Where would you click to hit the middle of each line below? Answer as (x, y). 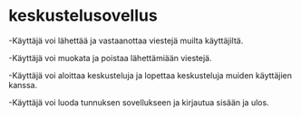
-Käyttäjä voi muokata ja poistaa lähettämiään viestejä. (110, 58)
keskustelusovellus (83, 16)
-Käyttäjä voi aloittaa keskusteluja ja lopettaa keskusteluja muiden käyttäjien (150, 75)
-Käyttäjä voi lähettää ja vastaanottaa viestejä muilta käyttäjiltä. (126, 40)
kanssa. (23, 85)
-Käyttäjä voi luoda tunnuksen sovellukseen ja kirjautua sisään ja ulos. (139, 102)
